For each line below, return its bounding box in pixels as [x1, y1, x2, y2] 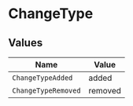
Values [8, 36, 43, 49]
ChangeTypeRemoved [12, 86, 81, 95]
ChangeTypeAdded [12, 74, 73, 82]
